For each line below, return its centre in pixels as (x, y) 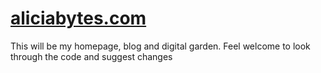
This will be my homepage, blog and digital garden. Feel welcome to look (160, 46)
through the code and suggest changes (91, 56)
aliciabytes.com (78, 18)
